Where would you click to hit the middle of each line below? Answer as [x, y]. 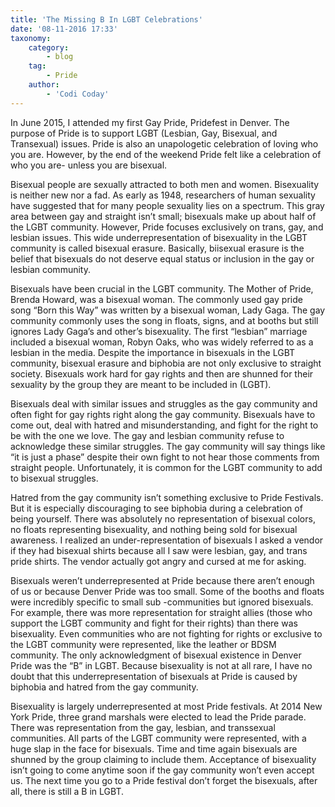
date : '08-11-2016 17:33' [64, 29]
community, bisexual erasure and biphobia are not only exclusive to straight [166, 363]
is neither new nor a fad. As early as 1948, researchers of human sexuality [163, 195]
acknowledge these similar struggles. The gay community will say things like [168, 446]
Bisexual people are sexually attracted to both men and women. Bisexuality [165, 184]
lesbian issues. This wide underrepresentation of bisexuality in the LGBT [159, 237]
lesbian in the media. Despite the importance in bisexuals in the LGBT [153, 352]
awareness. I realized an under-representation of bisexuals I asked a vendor [167, 540]
